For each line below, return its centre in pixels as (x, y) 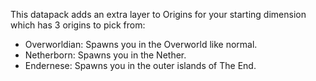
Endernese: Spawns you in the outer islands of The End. (140, 65)
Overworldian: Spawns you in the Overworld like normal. (141, 44)
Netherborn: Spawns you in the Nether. (105, 55)
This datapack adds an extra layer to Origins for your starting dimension (158, 14)
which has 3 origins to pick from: (78, 25)
